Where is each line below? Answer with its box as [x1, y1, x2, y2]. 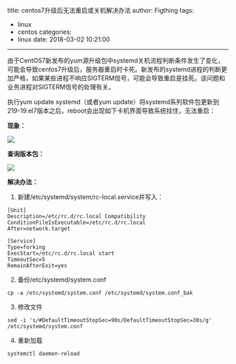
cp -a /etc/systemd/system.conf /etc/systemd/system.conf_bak [7, 289, 193, 296]
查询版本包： [7, 150, 44, 158]
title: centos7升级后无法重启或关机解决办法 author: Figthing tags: [7, 6, 195, 14]
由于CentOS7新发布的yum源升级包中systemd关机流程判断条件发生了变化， [7, 56, 225, 65]
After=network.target [7, 225, 71, 232]
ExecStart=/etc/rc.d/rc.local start [7, 250, 114, 257]
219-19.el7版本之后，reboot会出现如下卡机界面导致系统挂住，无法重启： [7, 106, 216, 115]
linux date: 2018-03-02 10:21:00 [17, 35, 110, 44]
